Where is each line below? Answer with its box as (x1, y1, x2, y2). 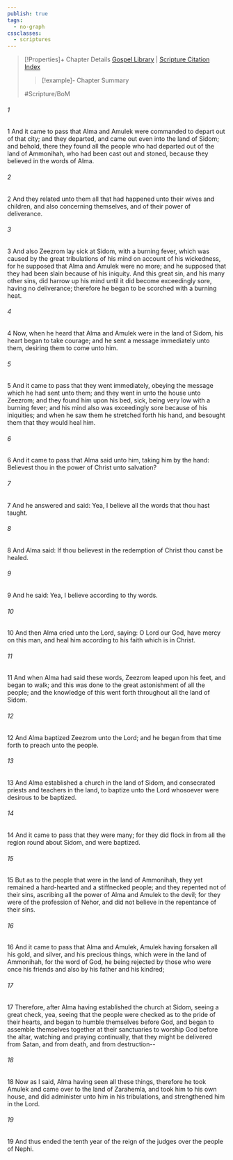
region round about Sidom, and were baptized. (7, 838, 141, 846)
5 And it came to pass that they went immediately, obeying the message (7, 382, 214, 390)
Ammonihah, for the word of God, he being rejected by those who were (7, 958, 211, 966)
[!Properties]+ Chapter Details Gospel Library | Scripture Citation (24, 55, 210, 63)
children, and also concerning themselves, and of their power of (7, 202, 191, 210)
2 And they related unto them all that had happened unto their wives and (7, 195, 215, 203)
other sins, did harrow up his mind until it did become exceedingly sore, (7, 276, 212, 285)
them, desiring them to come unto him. (7, 343, 118, 352)
